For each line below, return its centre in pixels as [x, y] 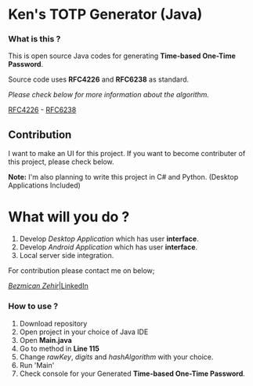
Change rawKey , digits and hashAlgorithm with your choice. [116, 357]
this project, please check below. [61, 162]
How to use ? [33, 306]
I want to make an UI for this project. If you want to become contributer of [127, 154]
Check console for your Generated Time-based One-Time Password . [132, 373]
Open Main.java [45, 340]
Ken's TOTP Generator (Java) [105, 15]
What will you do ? [69, 217]
